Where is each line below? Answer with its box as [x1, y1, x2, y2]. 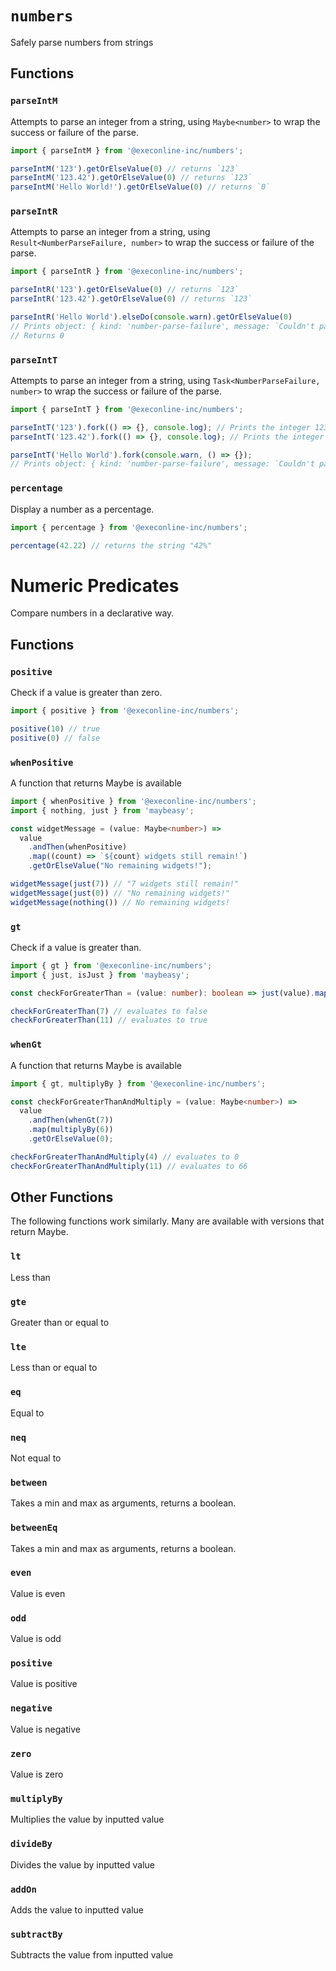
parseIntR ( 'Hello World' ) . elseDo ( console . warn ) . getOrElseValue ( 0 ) [10, 312, 293, 322]
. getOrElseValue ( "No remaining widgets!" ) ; [28, 861, 213, 871]
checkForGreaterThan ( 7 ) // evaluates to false [10, 1006, 208, 1016]
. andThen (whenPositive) [28, 842, 128, 852]
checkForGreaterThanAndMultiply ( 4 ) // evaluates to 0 [10, 1152, 240, 1162]
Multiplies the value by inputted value [10, 1813, 165, 1826]
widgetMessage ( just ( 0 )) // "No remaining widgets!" [10, 888, 230, 898]
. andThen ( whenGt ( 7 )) [28, 1115, 114, 1126]
